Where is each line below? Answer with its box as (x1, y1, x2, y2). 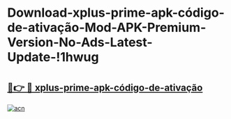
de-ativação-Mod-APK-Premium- (7, 19, 207, 35)
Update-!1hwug (7, 49, 99, 65)
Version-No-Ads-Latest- (7, 35, 153, 50)
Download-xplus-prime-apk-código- (7, 5, 225, 21)
